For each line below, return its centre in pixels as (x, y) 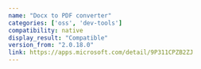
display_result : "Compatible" (58, 38)
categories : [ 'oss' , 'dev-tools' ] (66, 23)
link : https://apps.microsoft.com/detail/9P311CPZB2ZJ (101, 52)
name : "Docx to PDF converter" (60, 15)
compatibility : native (46, 30)
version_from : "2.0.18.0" (51, 45)
